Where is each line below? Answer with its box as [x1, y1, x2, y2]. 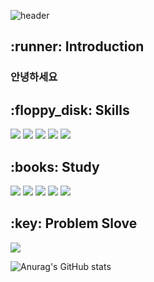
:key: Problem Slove [10, 215, 138, 232]
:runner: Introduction [10, 38, 145, 55]
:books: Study [10, 158, 100, 175]
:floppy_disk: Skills [10, 101, 130, 119]
